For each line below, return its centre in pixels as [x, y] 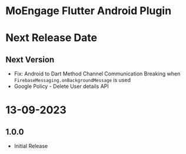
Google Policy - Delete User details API [62, 86]
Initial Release [31, 146]
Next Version [30, 59]
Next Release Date [52, 38]
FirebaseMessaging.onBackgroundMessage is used [72, 80]
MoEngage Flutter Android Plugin [89, 11]
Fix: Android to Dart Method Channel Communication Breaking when [97, 74]
